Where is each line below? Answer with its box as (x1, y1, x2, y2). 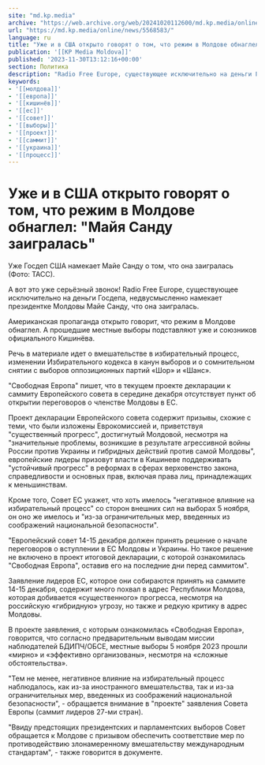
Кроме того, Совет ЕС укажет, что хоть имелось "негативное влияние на (8, 495, 255, 505)
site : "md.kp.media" (8, 11, 77, 20)
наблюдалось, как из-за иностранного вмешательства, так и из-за (8, 682, 234, 692)
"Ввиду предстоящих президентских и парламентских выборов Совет (8, 722, 246, 732)
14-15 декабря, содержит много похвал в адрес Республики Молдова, (8, 584, 246, 594)
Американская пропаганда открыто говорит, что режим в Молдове (8, 317, 236, 327)
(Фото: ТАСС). (8, 270, 55, 279)
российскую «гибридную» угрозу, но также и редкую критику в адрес (8, 601, 248, 611)
